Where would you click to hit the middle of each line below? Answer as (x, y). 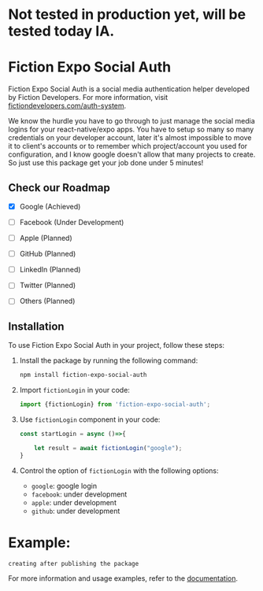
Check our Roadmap (59, 188)
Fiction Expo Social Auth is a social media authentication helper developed (129, 89)
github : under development (76, 511)
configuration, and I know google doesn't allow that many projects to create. (132, 154)
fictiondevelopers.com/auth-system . (67, 106)
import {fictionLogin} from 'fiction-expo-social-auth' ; (115, 404)
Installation (36, 326)
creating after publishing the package (74, 563)
